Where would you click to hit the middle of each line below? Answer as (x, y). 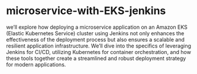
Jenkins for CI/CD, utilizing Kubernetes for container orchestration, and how (98, 52)
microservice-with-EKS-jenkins (86, 11)
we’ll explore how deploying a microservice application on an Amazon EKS (97, 27)
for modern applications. (36, 64)
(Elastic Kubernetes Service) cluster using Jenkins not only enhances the (95, 33)
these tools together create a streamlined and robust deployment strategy (96, 58)
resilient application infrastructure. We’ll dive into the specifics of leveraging (98, 46)
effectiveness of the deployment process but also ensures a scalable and (96, 39)
